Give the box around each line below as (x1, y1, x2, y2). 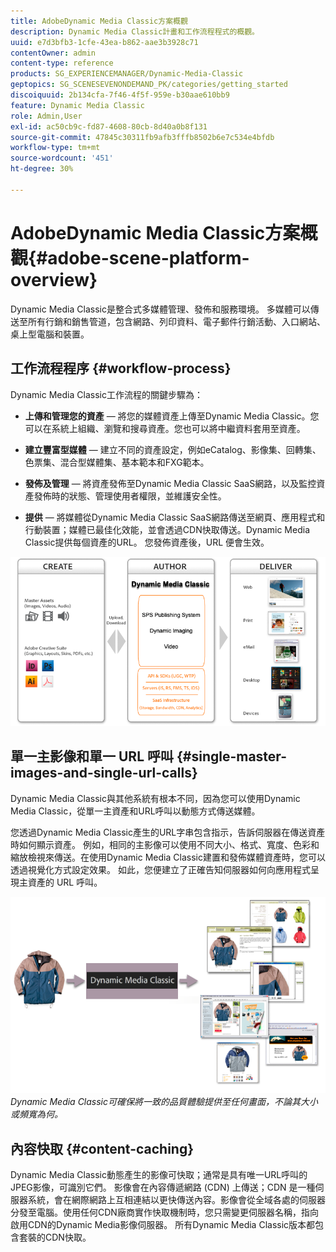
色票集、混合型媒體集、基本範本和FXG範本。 (24, 456, 210, 468)
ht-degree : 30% (10, 164, 74, 174)
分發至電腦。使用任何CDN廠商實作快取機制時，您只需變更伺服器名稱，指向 (10, 1206, 319, 1218)
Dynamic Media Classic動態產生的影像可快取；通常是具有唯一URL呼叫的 (10, 1168, 308, 1180)
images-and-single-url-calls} (10, 765, 198, 782)
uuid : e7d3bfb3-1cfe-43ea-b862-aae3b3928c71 (10, 37, 199, 47)
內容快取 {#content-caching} (10, 1140, 195, 1157)
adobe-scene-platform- (47, 246, 250, 269)
